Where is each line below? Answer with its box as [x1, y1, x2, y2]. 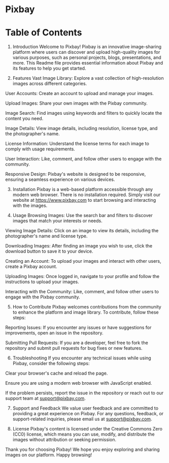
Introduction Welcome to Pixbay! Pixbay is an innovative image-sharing [12, 44, 161, 50]
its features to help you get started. [12, 65, 86, 72]
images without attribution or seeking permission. [12, 437, 117, 443]
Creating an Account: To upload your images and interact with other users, [5, 258, 161, 264]
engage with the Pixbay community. [5, 294, 80, 300]
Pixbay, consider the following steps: [12, 360, 90, 366]
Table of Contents [5, 27, 82, 39]
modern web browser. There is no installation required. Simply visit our [12, 192, 161, 198]
